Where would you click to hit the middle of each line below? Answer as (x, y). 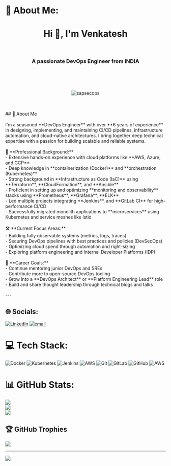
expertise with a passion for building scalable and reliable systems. (76, 141)
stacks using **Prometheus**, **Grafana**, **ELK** (62, 195)
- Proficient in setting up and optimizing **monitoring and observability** (82, 190)
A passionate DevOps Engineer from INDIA (85, 61)
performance (19, 206)
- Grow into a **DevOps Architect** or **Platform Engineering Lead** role (84, 279)
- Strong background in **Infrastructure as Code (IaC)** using (72, 179)
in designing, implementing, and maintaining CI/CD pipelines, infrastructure (84, 130)
